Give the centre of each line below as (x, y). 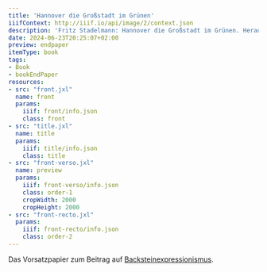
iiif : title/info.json (60, 148)
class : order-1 (48, 192)
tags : (17, 60)
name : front (35, 97)
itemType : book (33, 52)
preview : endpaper (39, 45)
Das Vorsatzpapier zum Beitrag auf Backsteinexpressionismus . (111, 259)
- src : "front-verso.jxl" (51, 163)
